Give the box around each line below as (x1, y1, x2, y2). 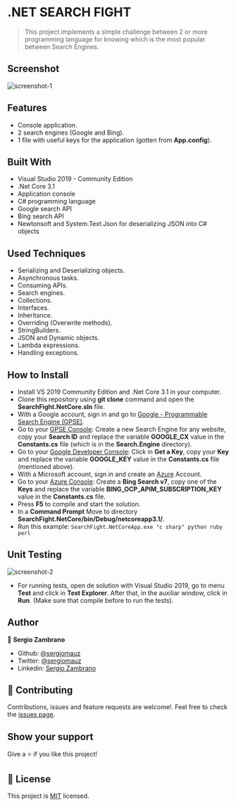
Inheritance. (17, 311, 53, 320)
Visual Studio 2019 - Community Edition (17, 175, 133, 183)
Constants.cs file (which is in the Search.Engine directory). (17, 440, 192, 448)
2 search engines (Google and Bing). (17, 128, 125, 137)
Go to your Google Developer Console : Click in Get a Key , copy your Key (17, 448, 229, 456)
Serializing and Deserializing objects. (17, 266, 125, 275)
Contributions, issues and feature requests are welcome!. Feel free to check (7, 703, 228, 711)
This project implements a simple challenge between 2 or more (24, 27, 208, 36)
